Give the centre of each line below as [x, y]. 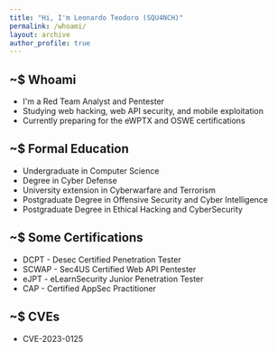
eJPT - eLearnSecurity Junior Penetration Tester [113, 279]
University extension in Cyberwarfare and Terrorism [119, 190]
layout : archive [40, 34]
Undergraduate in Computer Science [91, 171]
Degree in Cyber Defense [69, 180]
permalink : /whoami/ [48, 26]
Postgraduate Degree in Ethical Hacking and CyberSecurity [133, 209]
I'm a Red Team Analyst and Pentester [93, 101]
